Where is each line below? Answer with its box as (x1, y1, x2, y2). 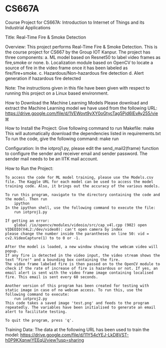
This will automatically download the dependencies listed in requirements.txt (5, 130, 161, 136)
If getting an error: (5, 218, 50, 223)
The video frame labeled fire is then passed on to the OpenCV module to (5, 261, 161, 266)
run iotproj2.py (14, 296, 48, 301)
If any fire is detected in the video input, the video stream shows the (5, 253, 161, 258)
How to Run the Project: (5, 165, 53, 171)
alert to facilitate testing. (5, 309, 68, 314)
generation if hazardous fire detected (5, 75, 81, 81)
